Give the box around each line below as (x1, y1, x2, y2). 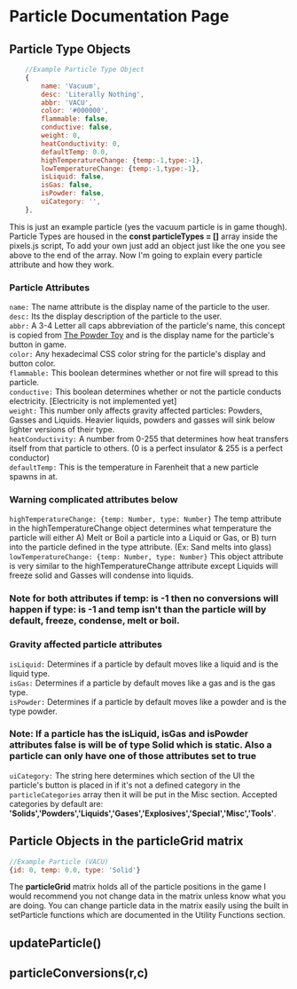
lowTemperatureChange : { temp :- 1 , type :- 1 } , (41, 164, 200, 173)
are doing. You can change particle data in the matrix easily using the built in (9, 900, 289, 911)
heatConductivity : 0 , (41, 139, 121, 148)
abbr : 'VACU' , (41, 98, 93, 107)
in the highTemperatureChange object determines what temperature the (9, 523, 272, 534)
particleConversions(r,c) (9, 966, 149, 981)
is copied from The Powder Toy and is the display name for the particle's (9, 330, 275, 341)
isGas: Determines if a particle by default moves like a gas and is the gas (9, 677, 276, 688)
